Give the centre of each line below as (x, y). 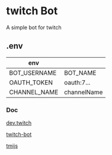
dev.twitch (19, 123)
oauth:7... (77, 83)
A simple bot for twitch (34, 27)
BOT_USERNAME (33, 72)
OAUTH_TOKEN (31, 83)
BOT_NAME (80, 72)
